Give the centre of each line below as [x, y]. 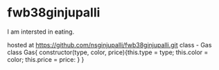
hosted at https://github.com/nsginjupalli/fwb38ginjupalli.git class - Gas [109, 45]
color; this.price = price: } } [46, 59]
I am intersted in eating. [41, 32]
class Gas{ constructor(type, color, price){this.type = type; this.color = [108, 52]
